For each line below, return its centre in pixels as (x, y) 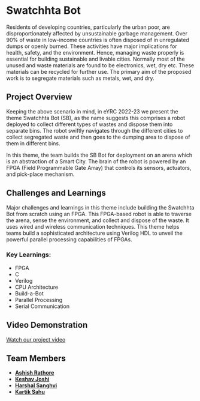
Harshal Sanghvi (36, 385)
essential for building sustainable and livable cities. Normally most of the (96, 59)
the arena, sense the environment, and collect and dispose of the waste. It (98, 220)
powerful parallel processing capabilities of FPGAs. (69, 239)
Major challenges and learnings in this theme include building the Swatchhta (100, 207)
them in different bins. (33, 143)
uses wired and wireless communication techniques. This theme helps (93, 226)
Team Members (36, 359)
